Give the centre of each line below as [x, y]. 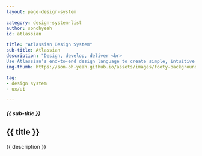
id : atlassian [24, 34]
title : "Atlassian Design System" [50, 45]
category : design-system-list [44, 22]
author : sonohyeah [29, 28]
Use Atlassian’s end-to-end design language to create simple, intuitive [101, 61]
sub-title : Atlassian [33, 50]
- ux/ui [16, 89]
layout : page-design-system [41, 12]
